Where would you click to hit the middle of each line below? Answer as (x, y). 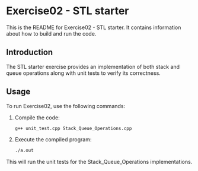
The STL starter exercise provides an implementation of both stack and (93, 66)
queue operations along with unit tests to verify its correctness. (84, 73)
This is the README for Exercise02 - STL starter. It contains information (94, 27)
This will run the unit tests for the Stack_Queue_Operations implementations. (99, 162)
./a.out (24, 151)
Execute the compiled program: (53, 140)
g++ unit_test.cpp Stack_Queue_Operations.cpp (73, 128)
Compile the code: (37, 118)
